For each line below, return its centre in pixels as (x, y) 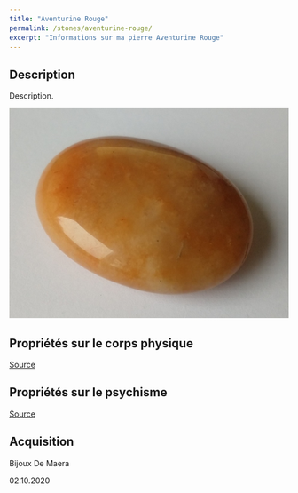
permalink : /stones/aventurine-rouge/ (81, 28)
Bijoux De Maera (39, 463)
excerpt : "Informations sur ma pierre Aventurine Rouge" (117, 37)
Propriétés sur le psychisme (88, 392)
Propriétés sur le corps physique (101, 343)
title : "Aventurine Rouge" (59, 19)
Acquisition (42, 442)
